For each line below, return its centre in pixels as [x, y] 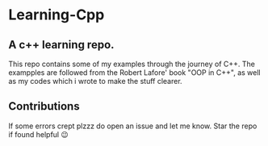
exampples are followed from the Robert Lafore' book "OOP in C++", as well [134, 73]
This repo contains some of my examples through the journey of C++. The [132, 64]
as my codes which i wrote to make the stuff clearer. [96, 81]
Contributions [44, 106]
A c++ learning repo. [61, 45]
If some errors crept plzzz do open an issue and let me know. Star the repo [133, 126]
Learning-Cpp [57, 15]
